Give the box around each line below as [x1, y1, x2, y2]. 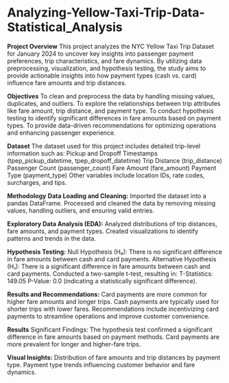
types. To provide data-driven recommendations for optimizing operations [7, 121, 217, 129]
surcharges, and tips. [7, 178, 67, 186]
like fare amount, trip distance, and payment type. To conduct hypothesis [7, 107, 214, 115]
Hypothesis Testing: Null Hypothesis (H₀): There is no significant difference [7, 248, 223, 256]
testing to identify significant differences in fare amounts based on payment [7, 113, 221, 122]
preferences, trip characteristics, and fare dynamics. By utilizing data [7, 56, 202, 65]
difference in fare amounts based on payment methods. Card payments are [7, 332, 220, 341]
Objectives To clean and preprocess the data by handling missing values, [7, 91, 215, 100]
